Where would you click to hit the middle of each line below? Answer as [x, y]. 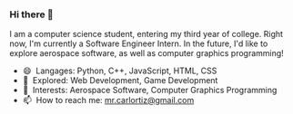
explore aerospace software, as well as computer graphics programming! [146, 53]
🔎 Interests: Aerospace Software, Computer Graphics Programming [150, 90]
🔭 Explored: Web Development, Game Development [120, 81]
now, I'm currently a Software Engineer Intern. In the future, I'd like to [139, 43]
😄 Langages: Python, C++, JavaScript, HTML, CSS [120, 71]
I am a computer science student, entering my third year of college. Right [146, 34]
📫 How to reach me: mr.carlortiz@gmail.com [108, 100]
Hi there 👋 [32, 14]
